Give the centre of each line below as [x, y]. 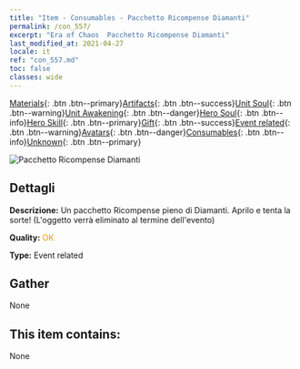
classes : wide [36, 77]
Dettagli [32, 188]
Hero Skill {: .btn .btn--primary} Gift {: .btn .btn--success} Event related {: [159, 122]
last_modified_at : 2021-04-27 [67, 43]
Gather [30, 283]
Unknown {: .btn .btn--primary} [84, 141]
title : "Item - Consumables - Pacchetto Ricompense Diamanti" [130, 18]
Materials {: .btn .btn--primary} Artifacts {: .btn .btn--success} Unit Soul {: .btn [151, 103]
